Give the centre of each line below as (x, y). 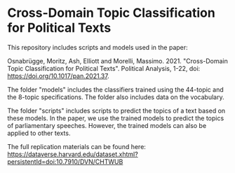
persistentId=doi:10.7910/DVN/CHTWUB (65, 161)
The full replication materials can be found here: (76, 146)
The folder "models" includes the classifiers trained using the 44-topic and (115, 89)
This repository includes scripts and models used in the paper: (98, 47)
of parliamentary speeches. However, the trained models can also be (107, 125)
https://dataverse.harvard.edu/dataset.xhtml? (73, 154)
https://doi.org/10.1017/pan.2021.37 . (59, 76)
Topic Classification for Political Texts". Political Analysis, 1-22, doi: (104, 68)
